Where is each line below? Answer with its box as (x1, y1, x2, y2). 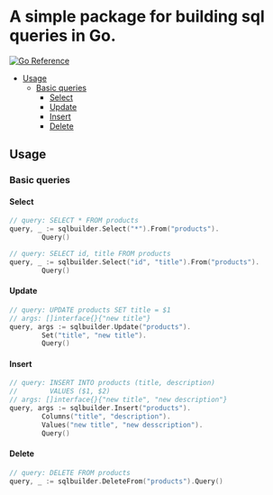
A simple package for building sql (9, 6, 265, 27)
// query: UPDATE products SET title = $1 (9, 305, 171, 315)
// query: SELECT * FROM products (9, 216, 140, 225)
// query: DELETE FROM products (9, 468, 131, 477)
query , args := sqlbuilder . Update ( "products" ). (9, 322, 192, 331)
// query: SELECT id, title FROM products (9, 250, 171, 259)
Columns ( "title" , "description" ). (41, 412, 171, 421)
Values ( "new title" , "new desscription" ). (41, 420, 204, 429)
